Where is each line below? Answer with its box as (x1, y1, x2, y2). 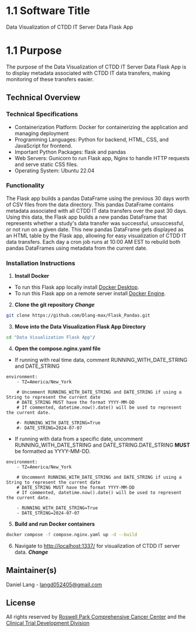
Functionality (6, 181, 45, 189)
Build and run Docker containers (14, 520, 95, 527)
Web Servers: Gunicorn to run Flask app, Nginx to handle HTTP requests (14, 154, 190, 161)
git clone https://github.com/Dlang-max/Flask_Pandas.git (6, 313, 150, 319)
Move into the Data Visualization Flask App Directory (14, 323, 146, 330)
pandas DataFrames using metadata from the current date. (6, 244, 148, 251)
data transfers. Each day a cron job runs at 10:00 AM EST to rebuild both (6, 238, 181, 245)
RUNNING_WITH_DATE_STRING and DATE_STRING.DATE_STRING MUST (14, 441, 190, 448)
